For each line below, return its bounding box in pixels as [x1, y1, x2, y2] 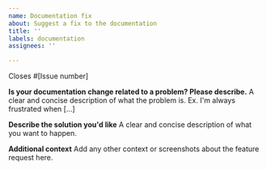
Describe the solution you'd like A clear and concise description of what [8, 120, 252, 130]
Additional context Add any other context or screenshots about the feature [8, 144, 260, 154]
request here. [8, 153, 53, 163]
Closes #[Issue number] [8, 71, 89, 81]
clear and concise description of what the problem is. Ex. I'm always [8, 96, 236, 105]
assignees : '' [8, 42, 57, 50]
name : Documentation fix [8, 11, 92, 20]
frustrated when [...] [8, 104, 75, 114]
